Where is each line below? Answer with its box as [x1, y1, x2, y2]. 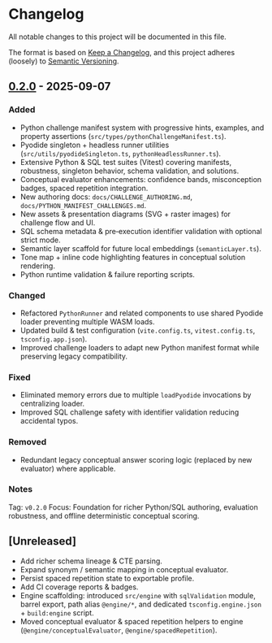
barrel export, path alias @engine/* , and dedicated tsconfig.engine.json [19, 599, 262, 609]
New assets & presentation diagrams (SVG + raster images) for [19, 209, 231, 219]
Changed [8, 289, 46, 301]
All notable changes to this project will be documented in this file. [8, 32, 227, 41]
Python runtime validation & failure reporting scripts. [19, 269, 195, 279]
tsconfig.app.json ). [19, 334, 88, 344]
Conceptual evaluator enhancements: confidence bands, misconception [19, 174, 262, 184]
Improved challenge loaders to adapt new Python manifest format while [19, 342, 260, 352]
